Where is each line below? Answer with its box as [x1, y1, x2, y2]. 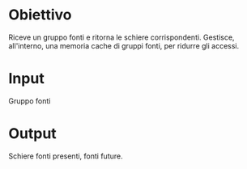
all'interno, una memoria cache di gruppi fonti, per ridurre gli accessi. [8, 40, 240, 50]
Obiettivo [8, 6, 72, 24]
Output [8, 125, 57, 143]
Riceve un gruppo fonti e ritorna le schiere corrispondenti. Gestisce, [8, 32, 235, 42]
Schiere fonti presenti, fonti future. [8, 151, 123, 161]
